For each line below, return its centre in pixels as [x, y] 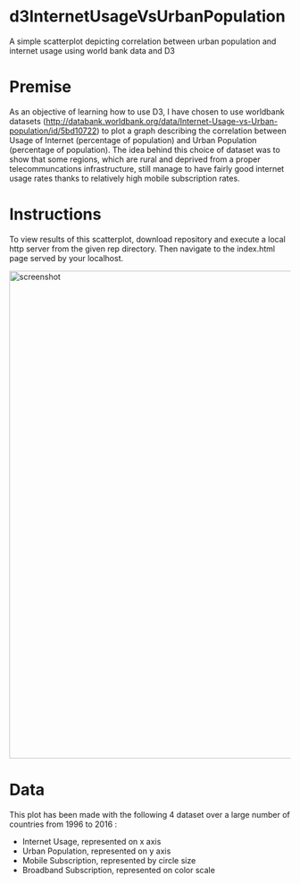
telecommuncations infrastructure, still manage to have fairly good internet [147, 168]
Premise [41, 87]
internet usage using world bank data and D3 [92, 50]
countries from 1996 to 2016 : [63, 824]
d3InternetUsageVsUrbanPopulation [147, 17]
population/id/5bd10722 [53, 131]
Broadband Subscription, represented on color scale [119, 870]
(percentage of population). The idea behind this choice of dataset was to [145, 149]
